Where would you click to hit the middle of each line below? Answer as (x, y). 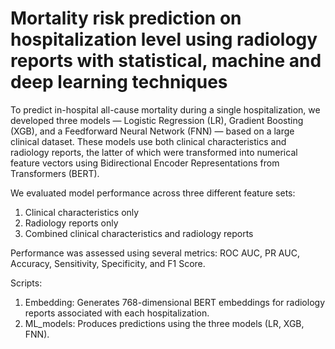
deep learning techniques (119, 82)
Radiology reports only (71, 223)
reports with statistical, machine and (166, 61)
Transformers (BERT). (55, 173)
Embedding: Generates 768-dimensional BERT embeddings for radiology (175, 302)
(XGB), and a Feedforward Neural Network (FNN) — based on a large (152, 131)
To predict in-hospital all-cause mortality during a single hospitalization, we (165, 109)
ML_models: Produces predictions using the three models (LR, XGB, (164, 323)
